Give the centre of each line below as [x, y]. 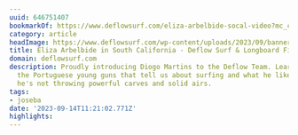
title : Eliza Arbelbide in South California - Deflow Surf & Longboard [144, 51]
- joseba [25, 100]
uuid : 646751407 [39, 17]
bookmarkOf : [31, 26]
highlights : [31, 116]
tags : [19, 91]
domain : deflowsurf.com [53, 59]
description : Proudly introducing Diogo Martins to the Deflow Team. [141, 67]
